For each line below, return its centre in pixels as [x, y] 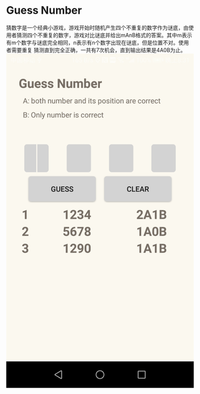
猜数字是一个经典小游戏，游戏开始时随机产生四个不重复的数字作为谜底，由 [97, 27]
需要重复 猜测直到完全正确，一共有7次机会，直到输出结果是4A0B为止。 [99, 50]
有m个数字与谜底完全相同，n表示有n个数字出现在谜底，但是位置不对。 [92, 42]
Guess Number [44, 10]
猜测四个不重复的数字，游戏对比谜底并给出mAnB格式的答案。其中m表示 [104, 35]
